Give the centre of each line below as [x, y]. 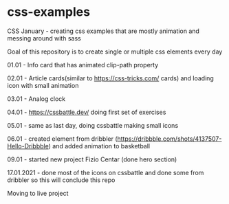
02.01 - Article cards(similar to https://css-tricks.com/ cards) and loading [111, 78]
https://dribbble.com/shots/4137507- [170, 139]
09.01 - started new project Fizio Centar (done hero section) [92, 159]
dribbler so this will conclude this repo [61, 180]
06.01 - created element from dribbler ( [62, 139]
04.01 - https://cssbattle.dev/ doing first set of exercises [87, 112]
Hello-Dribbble [28, 146]
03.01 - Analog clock [36, 99]
